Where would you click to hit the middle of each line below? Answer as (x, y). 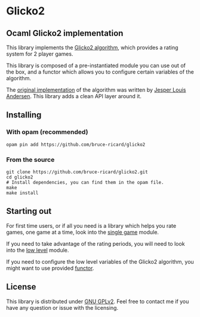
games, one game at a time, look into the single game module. (83, 232)
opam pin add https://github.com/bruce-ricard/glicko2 (76, 144)
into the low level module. (38, 250)
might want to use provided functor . (50, 268)
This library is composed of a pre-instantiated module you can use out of (96, 65)
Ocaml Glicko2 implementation (65, 33)
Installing (24, 115)
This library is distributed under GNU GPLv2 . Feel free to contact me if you (98, 301)
